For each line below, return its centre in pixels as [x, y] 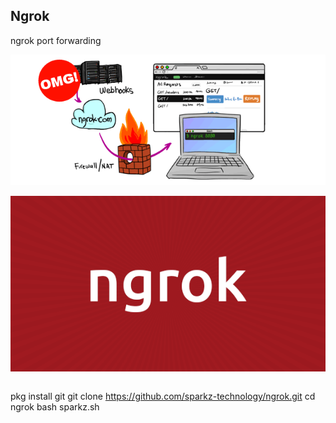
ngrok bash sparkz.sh [55, 407]
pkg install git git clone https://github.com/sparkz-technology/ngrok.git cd [163, 396]
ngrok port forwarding [56, 40]
